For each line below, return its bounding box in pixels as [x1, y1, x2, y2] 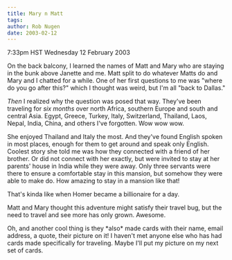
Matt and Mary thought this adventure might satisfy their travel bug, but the [7, 203, 222, 212]
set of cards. [7, 246, 44, 254]
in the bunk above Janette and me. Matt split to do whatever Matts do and [7, 69, 218, 77]
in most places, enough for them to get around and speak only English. [7, 140, 209, 149]
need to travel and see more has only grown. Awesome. [7, 211, 166, 219]
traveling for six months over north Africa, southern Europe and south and [7, 104, 218, 113]
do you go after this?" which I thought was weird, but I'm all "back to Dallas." [7, 84, 226, 92]
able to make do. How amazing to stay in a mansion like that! [7, 177, 180, 185]
